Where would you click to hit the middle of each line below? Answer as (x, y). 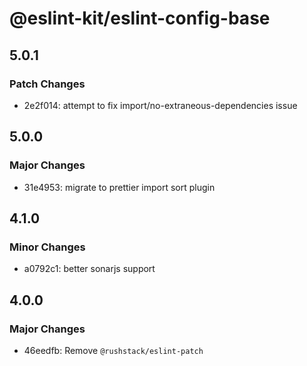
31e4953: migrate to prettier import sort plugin (119, 187)
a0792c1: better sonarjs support (89, 269)
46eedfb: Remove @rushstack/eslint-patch (113, 350)
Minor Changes (47, 247)
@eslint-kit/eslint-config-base (140, 18)
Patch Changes (47, 84)
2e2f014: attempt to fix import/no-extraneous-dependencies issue (160, 105)
